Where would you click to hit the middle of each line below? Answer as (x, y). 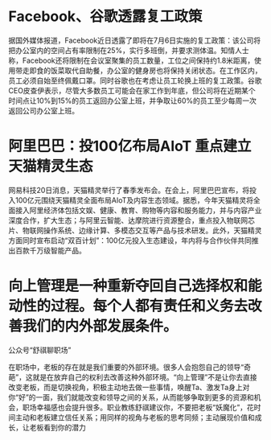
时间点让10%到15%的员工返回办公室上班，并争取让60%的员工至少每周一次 (133, 101)
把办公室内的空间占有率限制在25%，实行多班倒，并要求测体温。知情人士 (129, 50)
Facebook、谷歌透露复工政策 (105, 16)
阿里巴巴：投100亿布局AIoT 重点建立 (130, 146)
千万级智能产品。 (57, 250)
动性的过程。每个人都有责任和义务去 (128, 306)
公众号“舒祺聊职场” (40, 350)
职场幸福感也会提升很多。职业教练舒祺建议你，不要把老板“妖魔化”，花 (138, 407)
